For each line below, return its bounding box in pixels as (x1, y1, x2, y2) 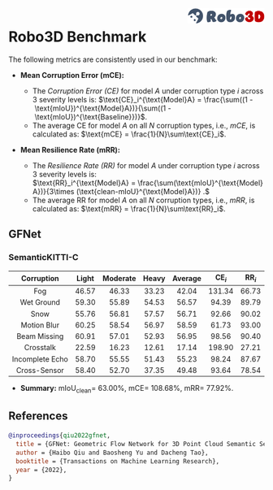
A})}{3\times (32, 186, 75, 196)
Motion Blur (20, 320, 59, 330)
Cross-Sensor (15, 365, 65, 375)
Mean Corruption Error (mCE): (19, 70, 124, 80)
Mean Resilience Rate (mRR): (19, 145, 120, 154)
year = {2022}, (15, 466, 67, 474)
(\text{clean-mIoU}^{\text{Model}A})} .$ (76, 186, 210, 196)
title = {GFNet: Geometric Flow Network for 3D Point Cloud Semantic (15, 440, 256, 448)
